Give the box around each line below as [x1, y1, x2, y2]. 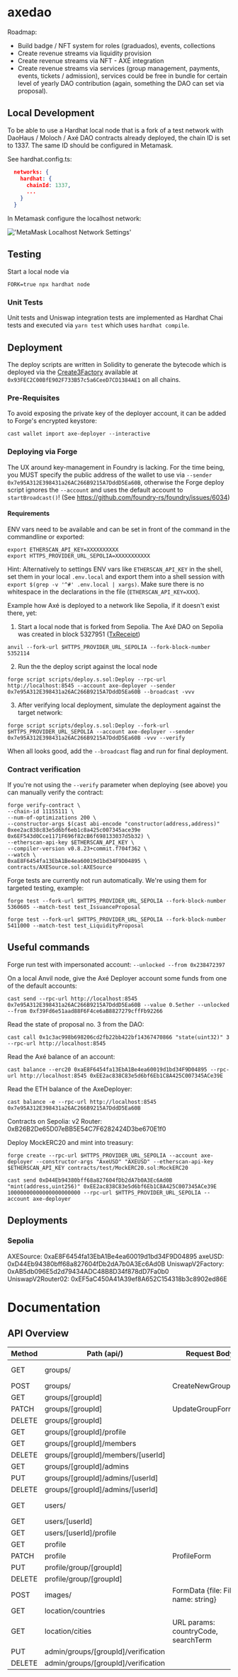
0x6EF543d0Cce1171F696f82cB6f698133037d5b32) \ [7, 833, 151, 840]
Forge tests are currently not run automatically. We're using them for [7, 876, 207, 885]
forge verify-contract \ [7, 802, 81, 809]
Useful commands [7, 942, 90, 954]
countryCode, [172, 1626, 218, 1636]
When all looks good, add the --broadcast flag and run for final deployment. [7, 747, 229, 755]
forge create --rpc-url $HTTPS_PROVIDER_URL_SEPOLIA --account [7, 1152, 198, 1159]
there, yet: [7, 609, 38, 617]
